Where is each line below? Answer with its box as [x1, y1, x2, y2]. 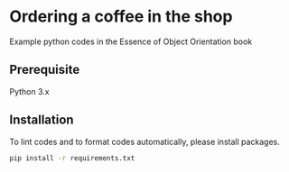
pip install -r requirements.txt [9, 153, 135, 163]
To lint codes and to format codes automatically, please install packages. [9, 136, 280, 147]
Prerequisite [9, 62, 80, 77]
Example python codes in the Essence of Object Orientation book [9, 36, 253, 47]
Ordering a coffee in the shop [9, 6, 233, 27]
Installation [9, 113, 74, 128]
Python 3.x [9, 86, 50, 96]
